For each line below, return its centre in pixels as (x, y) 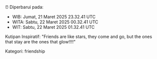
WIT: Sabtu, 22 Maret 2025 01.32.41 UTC (53, 27)
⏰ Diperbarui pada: (24, 7)
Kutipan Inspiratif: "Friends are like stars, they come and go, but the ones (79, 37)
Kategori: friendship (25, 51)
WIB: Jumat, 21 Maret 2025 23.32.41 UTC (54, 17)
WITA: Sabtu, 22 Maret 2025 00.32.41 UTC (55, 22)
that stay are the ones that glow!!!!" (40, 42)
